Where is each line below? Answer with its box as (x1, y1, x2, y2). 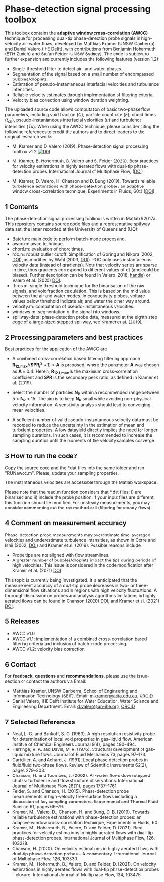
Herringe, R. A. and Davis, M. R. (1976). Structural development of (12, 747, 145, 752)
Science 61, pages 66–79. (12, 804, 65, 810)
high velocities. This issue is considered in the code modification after (12, 562, 153, 568)
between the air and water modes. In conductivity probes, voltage (12, 293, 145, 299)
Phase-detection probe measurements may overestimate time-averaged (5, 532, 151, 538)
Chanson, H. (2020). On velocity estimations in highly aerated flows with (12, 846, 159, 852)
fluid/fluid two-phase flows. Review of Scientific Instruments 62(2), (12, 762, 148, 768)
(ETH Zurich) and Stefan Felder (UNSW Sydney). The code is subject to (5, 51, 149, 57)
